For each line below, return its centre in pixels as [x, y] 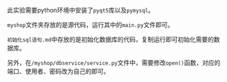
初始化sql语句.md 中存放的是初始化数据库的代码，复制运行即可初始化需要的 [111, 39]
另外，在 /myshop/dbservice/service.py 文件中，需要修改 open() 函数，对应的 [114, 63]
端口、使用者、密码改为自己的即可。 [58, 71]
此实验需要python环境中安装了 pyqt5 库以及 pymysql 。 [81, 10]
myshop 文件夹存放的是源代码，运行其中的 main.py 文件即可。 [90, 25]
